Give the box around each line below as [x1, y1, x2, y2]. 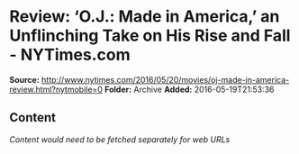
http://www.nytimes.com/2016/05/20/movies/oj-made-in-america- [41, 74, 290, 85]
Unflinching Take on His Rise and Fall [9, 25, 291, 46]
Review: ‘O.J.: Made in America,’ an [9, 6, 280, 27]
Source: [9, 74, 41, 85]
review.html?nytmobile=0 [9, 84, 104, 95]
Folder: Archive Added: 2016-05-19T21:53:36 [104, 84, 275, 95]
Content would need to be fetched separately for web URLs [9, 133, 231, 145]
